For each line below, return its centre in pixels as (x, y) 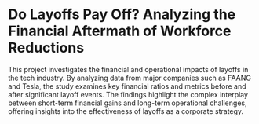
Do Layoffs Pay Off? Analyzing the (122, 15)
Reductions (46, 48)
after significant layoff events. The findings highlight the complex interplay (128, 94)
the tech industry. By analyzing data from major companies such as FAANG (129, 78)
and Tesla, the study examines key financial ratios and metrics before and (127, 86)
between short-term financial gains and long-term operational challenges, (128, 103)
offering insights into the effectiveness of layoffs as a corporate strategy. (126, 111)
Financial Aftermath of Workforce (120, 31)
